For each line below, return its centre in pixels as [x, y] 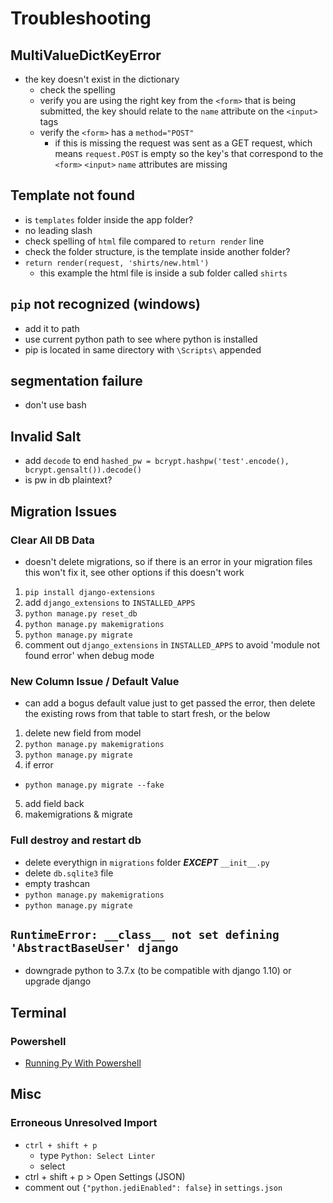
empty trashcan [57, 883]
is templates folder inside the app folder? [109, 219]
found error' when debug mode [89, 655]
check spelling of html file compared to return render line [144, 241]
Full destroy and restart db [76, 840]
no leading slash [58, 230]
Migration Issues [64, 511]
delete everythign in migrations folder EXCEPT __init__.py [147, 862]
